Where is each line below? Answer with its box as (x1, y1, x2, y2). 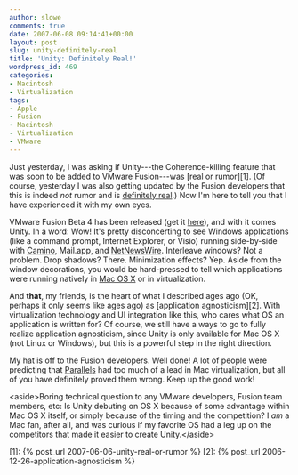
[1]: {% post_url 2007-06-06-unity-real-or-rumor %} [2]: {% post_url (9, 446, 261, 456)
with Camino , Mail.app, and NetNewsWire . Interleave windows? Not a (9, 245, 263, 255)
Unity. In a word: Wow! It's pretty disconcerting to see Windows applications (9, 226, 289, 237)
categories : (9, 71, 53, 80)
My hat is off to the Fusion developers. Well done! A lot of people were (9, 355, 268, 366)
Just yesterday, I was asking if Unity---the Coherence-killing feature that (9, 161, 276, 172)
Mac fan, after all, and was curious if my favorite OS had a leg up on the (9, 419, 272, 430)
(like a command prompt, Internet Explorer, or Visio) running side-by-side (9, 235, 278, 246)
